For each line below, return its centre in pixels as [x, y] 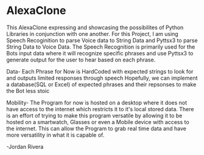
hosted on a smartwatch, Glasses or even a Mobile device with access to [98, 122]
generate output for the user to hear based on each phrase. [81, 60]
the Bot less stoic [28, 91]
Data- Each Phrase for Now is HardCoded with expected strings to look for [100, 71]
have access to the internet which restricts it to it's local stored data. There [100, 109]
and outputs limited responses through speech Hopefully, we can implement [102, 78]
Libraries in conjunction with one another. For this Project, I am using [92, 33]
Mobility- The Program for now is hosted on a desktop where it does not [97, 102]
